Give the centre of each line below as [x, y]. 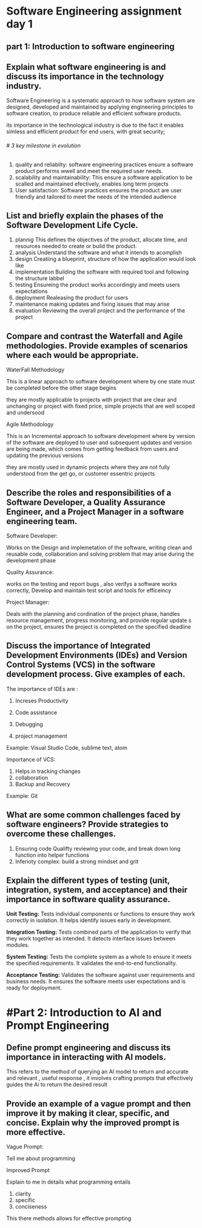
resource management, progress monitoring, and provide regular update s [99, 621]
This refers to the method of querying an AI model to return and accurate [97, 1071]
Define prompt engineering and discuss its [89, 1048]
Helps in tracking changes [48, 771]
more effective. [36, 1132]
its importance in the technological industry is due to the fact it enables [95, 125]
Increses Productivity [42, 700]
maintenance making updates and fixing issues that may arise [92, 304]
